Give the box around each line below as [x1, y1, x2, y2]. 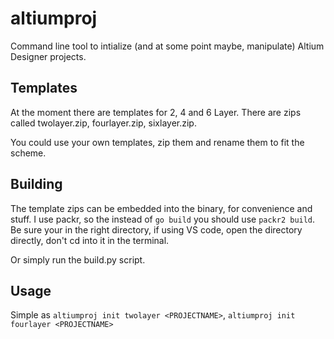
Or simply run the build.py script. [10, 253, 146, 266]
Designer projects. [10, 50, 87, 62]
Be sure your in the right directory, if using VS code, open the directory [10, 223, 303, 236]
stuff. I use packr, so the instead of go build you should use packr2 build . [10, 213, 316, 225]
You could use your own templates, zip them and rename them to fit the [10, 136, 305, 148]
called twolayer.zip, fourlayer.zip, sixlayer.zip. [10, 117, 197, 129]
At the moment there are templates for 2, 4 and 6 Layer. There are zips [10, 106, 302, 118]
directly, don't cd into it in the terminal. [10, 234, 170, 246]
